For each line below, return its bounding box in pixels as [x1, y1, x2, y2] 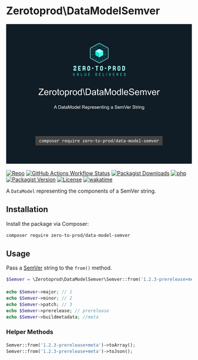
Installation [6, 205, 48, 215]
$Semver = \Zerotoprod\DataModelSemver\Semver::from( [6, 277, 141, 283]
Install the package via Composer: [6, 220, 90, 227]
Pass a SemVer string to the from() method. [6, 264, 112, 271]
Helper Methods [6, 328, 54, 336]
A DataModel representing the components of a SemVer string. [6, 187, 156, 194]
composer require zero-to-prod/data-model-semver [6, 232, 131, 238]
